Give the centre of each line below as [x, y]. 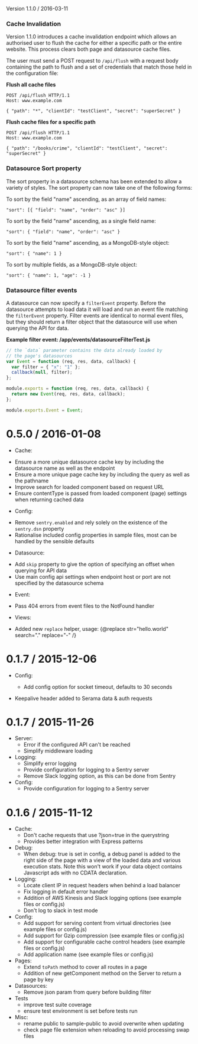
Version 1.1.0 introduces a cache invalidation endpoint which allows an [91, 37]
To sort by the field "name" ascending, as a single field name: [81, 221]
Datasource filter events [42, 290]
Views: [23, 617]
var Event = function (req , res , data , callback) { [71, 361]
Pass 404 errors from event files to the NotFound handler [85, 606]
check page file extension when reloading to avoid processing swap [106, 1030]
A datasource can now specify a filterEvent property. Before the [86, 303]
